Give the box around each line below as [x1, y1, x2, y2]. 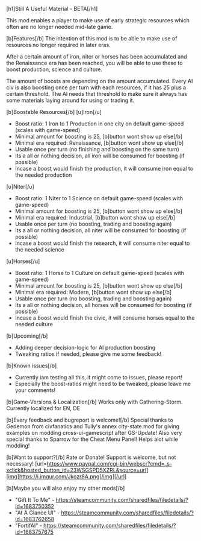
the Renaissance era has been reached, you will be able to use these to [6, 60, 183, 66]
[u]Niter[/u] [6, 183, 34, 190]
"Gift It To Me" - [14, 496, 55, 503]
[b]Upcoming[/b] [6, 332, 48, 340]
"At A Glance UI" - [14, 509, 60, 516]
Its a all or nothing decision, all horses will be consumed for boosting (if [14, 302, 193, 308]
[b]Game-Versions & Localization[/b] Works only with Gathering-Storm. [6, 398, 183, 405]
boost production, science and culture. [6, 66, 102, 73]
